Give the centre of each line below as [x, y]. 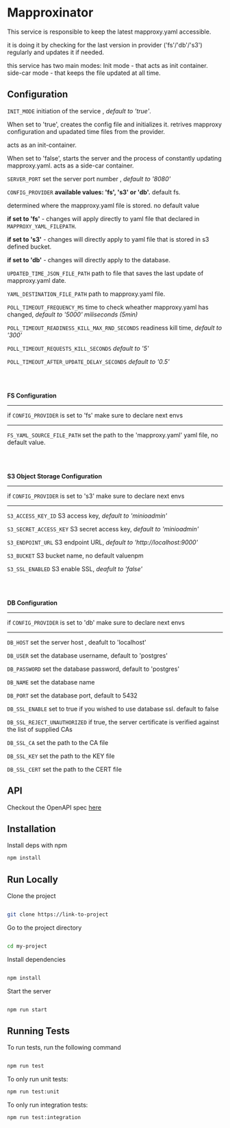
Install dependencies [37, 959]
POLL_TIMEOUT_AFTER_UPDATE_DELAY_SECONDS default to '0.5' [88, 361]
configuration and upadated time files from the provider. [86, 131]
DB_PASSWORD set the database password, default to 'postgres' [93, 669]
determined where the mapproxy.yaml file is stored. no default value [103, 205]
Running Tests [38, 1031]
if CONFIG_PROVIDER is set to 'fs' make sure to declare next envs [95, 415]
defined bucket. [29, 246]
